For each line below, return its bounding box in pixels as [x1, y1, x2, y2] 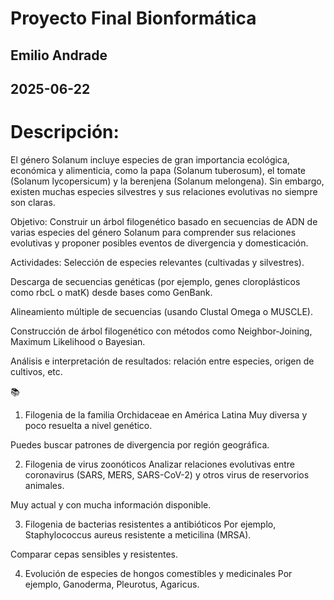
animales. [24, 479, 65, 491]
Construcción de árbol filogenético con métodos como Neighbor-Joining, [10, 325, 313, 337]
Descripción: [10, 121, 120, 144]
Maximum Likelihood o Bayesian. [10, 335, 146, 347]
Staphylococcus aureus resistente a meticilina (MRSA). [24, 528, 252, 541]
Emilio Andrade [10, 47, 108, 64]
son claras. [10, 196, 56, 208]
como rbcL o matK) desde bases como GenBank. [10, 286, 213, 298]
